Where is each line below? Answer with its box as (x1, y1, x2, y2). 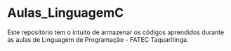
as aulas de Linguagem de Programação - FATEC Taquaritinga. (7, 35, 189, 43)
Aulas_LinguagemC (7, 5, 124, 21)
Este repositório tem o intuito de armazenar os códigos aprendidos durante (7, 28, 225, 36)
